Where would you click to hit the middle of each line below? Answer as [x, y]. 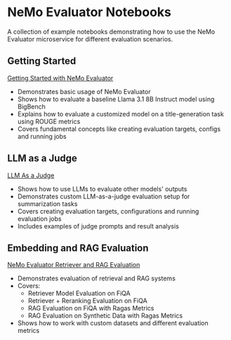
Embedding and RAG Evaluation [78, 248]
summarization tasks [47, 203]
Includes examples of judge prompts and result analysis [98, 226]
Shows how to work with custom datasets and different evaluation [113, 323]
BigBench [31, 107]
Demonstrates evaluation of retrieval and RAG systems [96, 278]
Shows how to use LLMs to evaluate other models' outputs [102, 189]
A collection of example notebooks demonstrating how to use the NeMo [111, 32]
